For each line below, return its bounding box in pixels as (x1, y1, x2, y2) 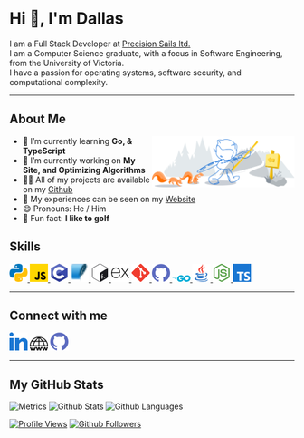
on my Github (22, 183, 73, 194)
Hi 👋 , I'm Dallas (9, 8, 124, 29)
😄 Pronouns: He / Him (22, 203, 107, 214)
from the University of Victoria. (9, 57, 125, 68)
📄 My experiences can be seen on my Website (22, 193, 196, 204)
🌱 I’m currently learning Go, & (22, 135, 133, 146)
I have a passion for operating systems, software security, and (9, 67, 242, 78)
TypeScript (22, 145, 66, 156)
